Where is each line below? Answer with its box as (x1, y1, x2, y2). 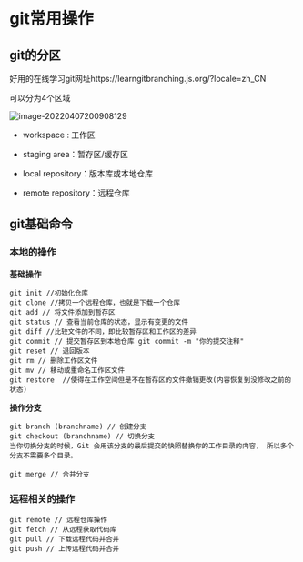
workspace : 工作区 (22, 129, 96, 140)
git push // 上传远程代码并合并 (9, 544, 120, 553)
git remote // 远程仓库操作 (9, 515, 107, 524)
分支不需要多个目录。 (9, 451, 77, 460)
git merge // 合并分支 (9, 469, 90, 478)
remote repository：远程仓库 (22, 187, 130, 198)
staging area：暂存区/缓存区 (22, 149, 129, 159)
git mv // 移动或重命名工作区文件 (9, 366, 126, 375)
